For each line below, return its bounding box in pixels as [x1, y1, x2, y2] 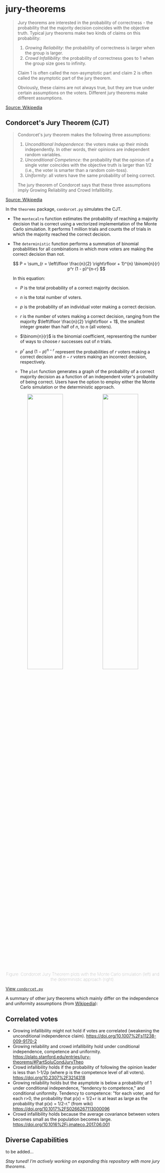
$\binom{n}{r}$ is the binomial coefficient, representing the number [20, 333, 157, 339]
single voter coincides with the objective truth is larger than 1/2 [24, 162, 152, 168]
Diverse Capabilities [5, 1136, 69, 1144]
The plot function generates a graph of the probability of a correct [20, 368, 155, 374]
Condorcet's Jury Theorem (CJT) [5, 119, 110, 127]
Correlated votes [5, 1015, 58, 1023]
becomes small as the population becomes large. [12, 1116, 112, 1123]
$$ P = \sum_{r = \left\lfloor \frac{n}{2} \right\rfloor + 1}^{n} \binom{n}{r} [13, 261, 160, 267]
